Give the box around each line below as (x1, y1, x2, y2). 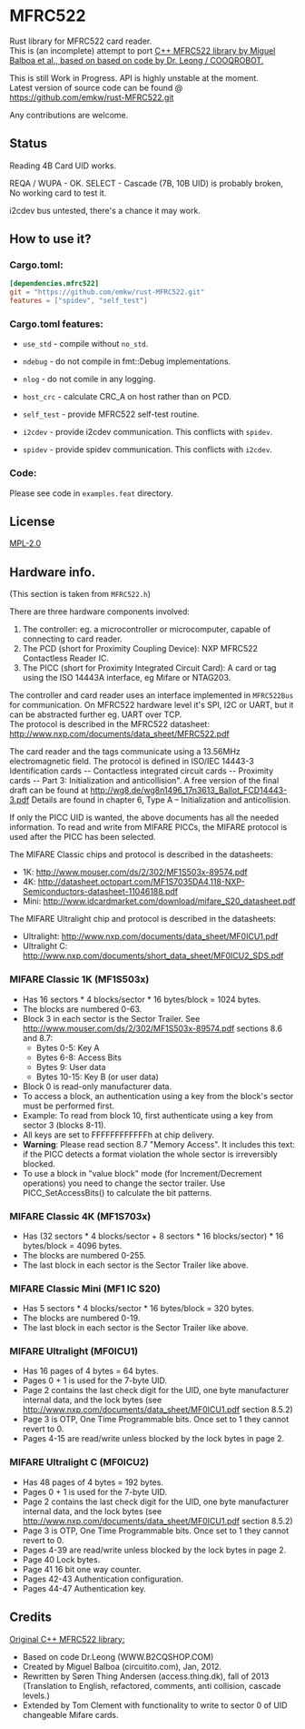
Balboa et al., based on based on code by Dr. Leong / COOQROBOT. (9, 55, 264, 66)
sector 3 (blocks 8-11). (22, 1119, 107, 1130)
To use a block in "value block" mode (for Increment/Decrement (22, 1168, 262, 1178)
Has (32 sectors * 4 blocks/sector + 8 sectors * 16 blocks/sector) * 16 (22, 1230, 284, 1241)
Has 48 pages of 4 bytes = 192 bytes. (22, 1476, 163, 1488)
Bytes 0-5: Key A (35, 1042, 100, 1053)
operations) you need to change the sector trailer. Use (22, 1178, 225, 1188)
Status (9, 136, 48, 151)
